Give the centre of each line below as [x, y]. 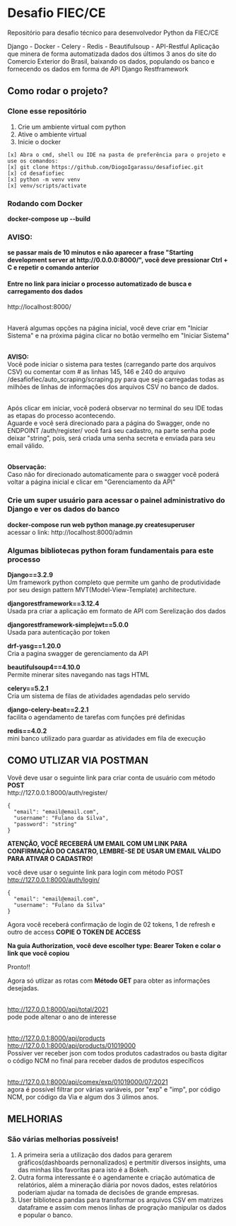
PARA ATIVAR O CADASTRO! [50, 858]
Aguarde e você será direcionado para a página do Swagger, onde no [108, 423]
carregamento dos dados [45, 291]
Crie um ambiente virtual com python [71, 127]
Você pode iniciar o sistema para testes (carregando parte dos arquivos [112, 364]
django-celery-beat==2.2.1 [48, 710]
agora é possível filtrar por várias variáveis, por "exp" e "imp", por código [114, 1089]
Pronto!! [19, 966]
